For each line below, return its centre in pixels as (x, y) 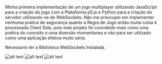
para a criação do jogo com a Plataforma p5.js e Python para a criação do (79, 12)
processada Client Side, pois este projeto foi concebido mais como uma (77, 28)
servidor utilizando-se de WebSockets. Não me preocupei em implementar (80, 17)
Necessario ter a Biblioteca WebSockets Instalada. (55, 47)
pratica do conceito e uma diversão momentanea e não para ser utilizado (78, 33)
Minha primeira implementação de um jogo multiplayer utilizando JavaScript (81, 7)
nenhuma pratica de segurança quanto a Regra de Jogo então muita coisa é (81, 22)
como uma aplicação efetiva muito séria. (46, 38)
